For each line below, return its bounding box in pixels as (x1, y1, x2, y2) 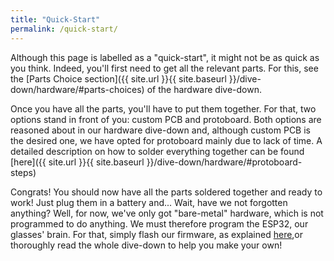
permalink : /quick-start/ (10, 24, 118, 34)
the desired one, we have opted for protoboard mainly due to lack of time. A (10, 134, 323, 146)
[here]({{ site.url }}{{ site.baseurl (10, 156, 145, 168)
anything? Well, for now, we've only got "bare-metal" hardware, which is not (10, 207, 324, 219)
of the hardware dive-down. (146, 83, 262, 95)
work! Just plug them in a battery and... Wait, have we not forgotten (10, 196, 288, 208)
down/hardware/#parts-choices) (10, 83, 145, 95)
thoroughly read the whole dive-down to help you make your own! (10, 239, 283, 251)
